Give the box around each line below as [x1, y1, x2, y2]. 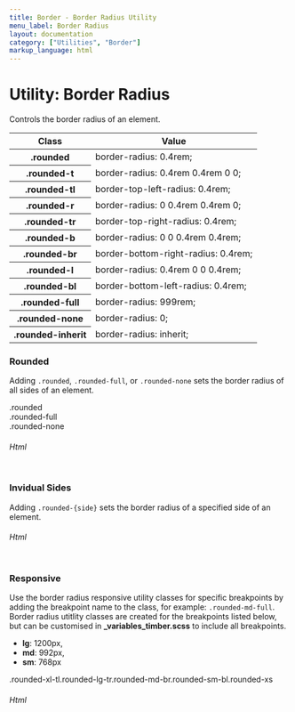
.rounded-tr [24, 215, 76, 228]
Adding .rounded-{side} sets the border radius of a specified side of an [9, 502, 271, 513]
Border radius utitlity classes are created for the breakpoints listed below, [9, 611, 277, 622]
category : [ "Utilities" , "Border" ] [9, 37, 141, 47]
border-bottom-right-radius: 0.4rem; [94, 247, 253, 260]
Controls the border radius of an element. [9, 114, 161, 125]
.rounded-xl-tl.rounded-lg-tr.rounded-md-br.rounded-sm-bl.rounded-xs [9, 674, 274, 685]
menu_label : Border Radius [9, 21, 109, 30]
